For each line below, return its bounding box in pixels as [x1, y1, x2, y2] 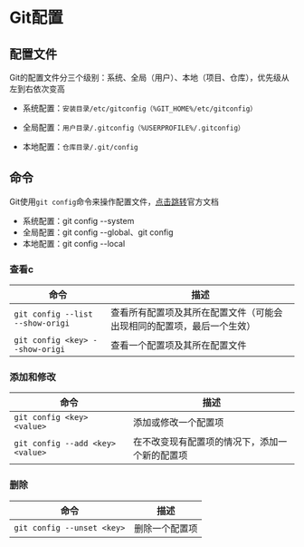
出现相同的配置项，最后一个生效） [110, 320, 256, 333]
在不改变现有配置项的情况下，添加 [132, 435, 279, 448]
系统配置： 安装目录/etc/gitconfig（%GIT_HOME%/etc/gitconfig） [22, 103, 258, 113]
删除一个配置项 [134, 522, 198, 534]
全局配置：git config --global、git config [22, 227, 174, 238]
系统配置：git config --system [22, 215, 135, 226]
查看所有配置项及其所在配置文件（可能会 [110, 307, 283, 319]
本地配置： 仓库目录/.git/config [22, 142, 138, 151]
